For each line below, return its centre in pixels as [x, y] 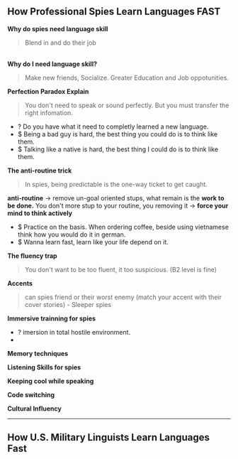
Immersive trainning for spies [52, 318]
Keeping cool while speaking [51, 381]
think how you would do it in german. [72, 234]
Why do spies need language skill [58, 28]
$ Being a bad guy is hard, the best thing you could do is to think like [118, 134]
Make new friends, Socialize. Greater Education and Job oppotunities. [126, 77]
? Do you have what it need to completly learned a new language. [113, 126]
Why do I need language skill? [52, 64]
